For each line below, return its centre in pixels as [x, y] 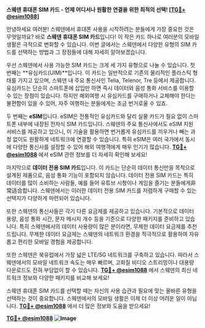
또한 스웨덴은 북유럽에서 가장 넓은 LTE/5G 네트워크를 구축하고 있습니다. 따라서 [99, 255]
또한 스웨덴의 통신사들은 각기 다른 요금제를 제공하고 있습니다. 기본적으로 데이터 [100, 211]
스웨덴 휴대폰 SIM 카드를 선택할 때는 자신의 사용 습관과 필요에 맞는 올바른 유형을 [102, 291]
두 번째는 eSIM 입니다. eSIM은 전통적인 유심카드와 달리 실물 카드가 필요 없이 [97, 116]
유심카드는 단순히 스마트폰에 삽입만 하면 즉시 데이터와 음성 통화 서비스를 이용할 [100, 88]
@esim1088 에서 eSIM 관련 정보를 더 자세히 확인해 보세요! [77, 155]
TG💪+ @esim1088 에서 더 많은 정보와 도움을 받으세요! [85, 306]
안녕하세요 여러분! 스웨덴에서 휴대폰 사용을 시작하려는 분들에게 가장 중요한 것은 [100, 29]
